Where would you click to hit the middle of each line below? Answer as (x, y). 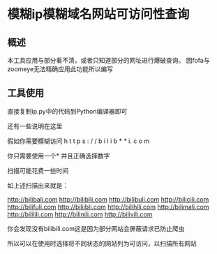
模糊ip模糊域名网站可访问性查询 (98, 14)
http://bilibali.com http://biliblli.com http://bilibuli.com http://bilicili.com (108, 199)
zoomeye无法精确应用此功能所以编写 (60, 69)
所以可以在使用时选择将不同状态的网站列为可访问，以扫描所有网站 (102, 243)
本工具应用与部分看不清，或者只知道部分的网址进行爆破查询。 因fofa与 (108, 60)
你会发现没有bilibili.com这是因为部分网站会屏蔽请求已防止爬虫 (96, 228)
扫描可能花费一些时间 (38, 170)
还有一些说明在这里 (35, 126)
